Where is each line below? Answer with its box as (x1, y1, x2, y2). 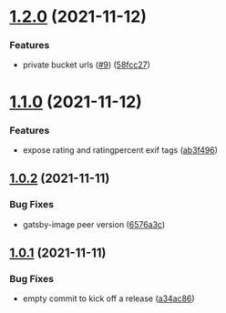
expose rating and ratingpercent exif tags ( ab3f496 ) (22, 144, 219, 156)
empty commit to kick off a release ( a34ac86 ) (22, 293, 195, 304)
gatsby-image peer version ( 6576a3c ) (22, 218, 166, 229)
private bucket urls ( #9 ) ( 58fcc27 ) (22, 59, 150, 70)
